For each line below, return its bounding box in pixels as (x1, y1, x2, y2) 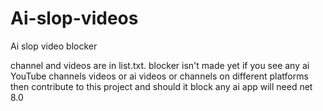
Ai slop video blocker (10, 40, 98, 52)
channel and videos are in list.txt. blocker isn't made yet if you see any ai (10, 59, 310, 71)
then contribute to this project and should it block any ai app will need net (10, 80, 313, 92)
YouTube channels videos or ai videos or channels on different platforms (10, 70, 309, 82)
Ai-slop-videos (10, 7, 139, 30)
